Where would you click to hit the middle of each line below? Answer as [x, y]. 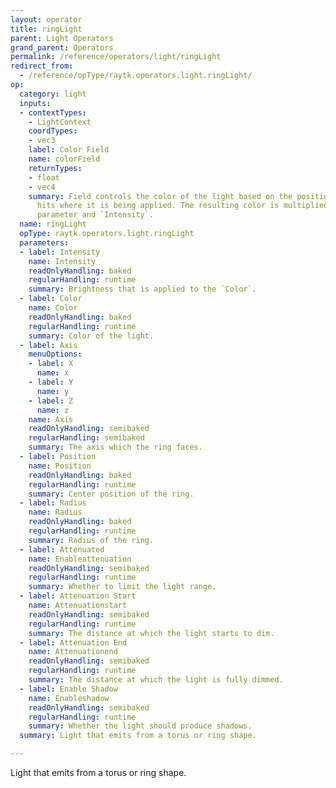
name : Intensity [62, 261]
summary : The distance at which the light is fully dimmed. [156, 680]
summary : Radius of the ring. [91, 540]
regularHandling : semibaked [86, 438]
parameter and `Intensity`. [95, 215]
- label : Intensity [60, 252]
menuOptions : [55, 354]
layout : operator [46, 19]
